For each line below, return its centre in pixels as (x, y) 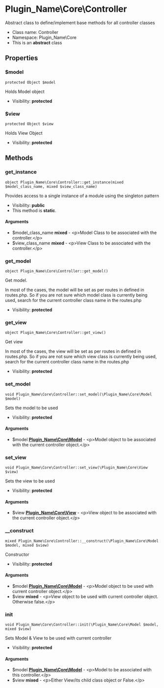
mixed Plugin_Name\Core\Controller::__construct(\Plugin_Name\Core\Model (82, 541)
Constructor (17, 554)
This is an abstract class (37, 42)
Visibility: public (28, 205)
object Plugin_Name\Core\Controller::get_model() (57, 271)
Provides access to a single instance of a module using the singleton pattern (82, 196)
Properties (22, 58)
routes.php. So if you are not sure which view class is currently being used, (81, 357)
